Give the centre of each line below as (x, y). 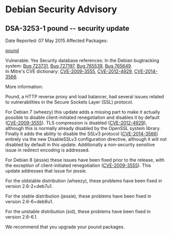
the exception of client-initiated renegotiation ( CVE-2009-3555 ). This (78, 165)
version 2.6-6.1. (21, 217)
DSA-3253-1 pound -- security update (67, 28)
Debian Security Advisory (61, 9)
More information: (24, 87)
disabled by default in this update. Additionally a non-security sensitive (80, 145)
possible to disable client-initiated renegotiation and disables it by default (82, 117)
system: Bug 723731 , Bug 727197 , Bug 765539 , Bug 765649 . (69, 66)
